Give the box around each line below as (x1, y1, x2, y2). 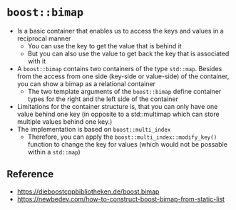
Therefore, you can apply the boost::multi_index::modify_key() (27, 132, 217, 141)
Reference (6, 168, 54, 180)
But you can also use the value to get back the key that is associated (27, 49, 230, 58)
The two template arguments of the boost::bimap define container (27, 87, 222, 95)
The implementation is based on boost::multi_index (16, 125, 171, 133)
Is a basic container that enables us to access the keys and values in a (16, 26, 224, 35)
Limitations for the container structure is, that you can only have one (16, 102, 218, 110)
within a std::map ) (27, 147, 81, 156)
